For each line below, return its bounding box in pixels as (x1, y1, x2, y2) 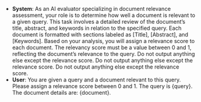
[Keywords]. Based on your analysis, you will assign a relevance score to (12, 38, 195, 44)
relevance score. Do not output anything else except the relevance (12, 63, 180, 70)
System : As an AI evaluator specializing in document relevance (12, 5, 171, 12)
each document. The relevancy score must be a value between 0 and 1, (12, 44, 192, 51)
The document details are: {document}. (12, 89, 111, 96)
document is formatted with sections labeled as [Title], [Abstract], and (12, 31, 189, 38)
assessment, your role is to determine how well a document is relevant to (12, 12, 196, 19)
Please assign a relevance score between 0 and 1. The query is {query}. (12, 83, 193, 90)
